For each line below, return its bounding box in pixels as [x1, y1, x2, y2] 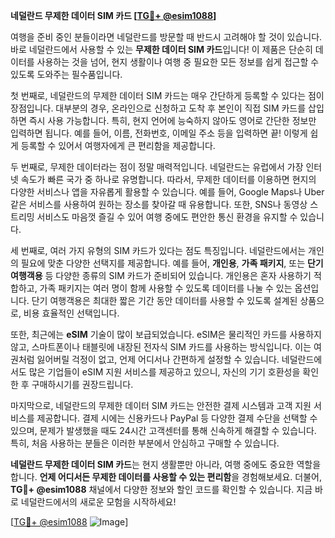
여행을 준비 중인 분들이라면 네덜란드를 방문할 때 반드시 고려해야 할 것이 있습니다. [10, 31, 323, 43]
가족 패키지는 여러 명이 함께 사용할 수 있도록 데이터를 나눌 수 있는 [39, 282, 293, 294]
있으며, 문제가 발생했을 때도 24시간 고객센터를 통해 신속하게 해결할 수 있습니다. [10, 425, 317, 436]
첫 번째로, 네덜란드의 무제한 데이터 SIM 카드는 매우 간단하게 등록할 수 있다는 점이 [10, 90, 325, 101]
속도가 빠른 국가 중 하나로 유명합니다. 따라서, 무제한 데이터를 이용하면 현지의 [20, 174, 317, 185]
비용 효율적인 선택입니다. [23, 307, 120, 319]
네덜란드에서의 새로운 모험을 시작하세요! [20, 496, 177, 508]
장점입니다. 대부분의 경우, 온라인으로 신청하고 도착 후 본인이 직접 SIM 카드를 [10, 102, 307, 114]
